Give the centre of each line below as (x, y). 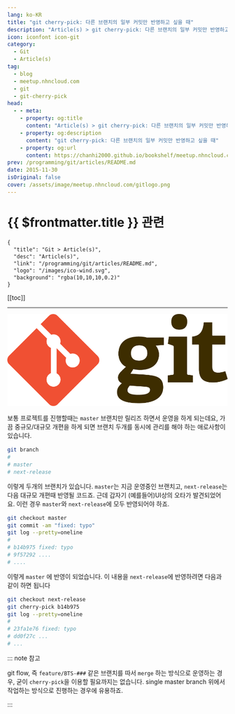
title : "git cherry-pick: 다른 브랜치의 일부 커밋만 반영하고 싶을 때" (101, 22)
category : (22, 44)
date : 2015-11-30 (33, 170)
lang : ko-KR (24, 15)
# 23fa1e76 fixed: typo (42, 629)
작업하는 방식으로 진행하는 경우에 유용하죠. (65, 690)
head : (15, 104)
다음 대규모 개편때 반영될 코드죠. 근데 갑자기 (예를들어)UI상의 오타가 (99, 495)
